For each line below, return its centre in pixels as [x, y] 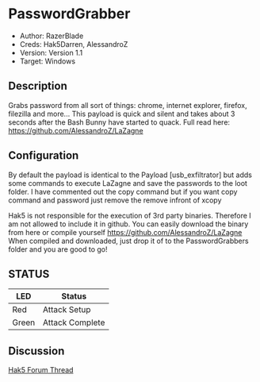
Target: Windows [48, 61]
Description [38, 86]
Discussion [36, 351]
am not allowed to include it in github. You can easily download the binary [128, 224]
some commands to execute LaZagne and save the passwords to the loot [128, 183]
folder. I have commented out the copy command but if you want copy [123, 191]
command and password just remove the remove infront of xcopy [115, 200]
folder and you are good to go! [58, 249]
